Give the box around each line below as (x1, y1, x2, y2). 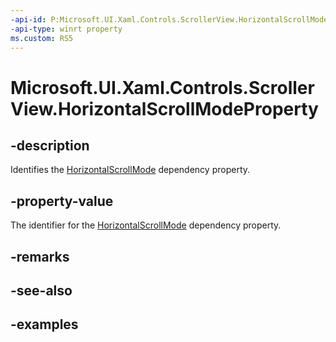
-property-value (10, 192, 114, 210)
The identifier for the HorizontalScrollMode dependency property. (10, 219, 282, 231)
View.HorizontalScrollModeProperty (10, 97, 319, 120)
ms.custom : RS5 (10, 33, 74, 43)
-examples (10, 316, 79, 333)
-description (10, 137, 90, 154)
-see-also (10, 282, 73, 299)
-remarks (10, 248, 70, 265)
